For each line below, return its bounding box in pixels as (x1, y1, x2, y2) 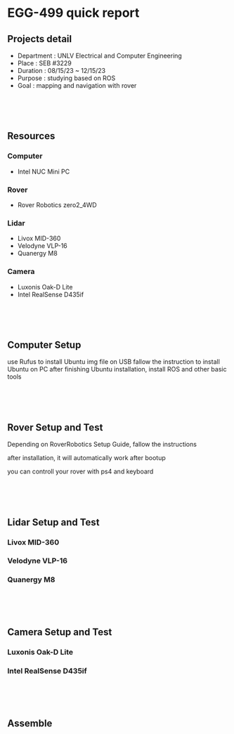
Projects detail (7, 33, 72, 45)
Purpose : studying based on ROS (17, 74, 116, 82)
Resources (7, 130, 56, 142)
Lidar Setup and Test (7, 516, 100, 528)
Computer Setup (7, 339, 82, 350)
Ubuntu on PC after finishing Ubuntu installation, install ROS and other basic (7, 365, 227, 374)
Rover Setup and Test (7, 421, 103, 433)
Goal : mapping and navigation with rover (17, 81, 137, 89)
